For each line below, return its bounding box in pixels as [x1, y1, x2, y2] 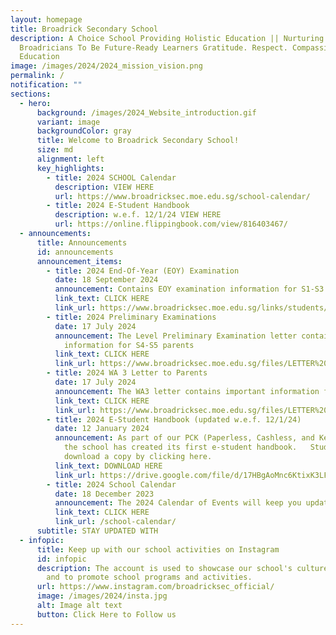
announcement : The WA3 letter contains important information [54, 386, 320, 396]
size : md [36, 145, 74, 155]
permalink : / [10, 71, 65, 81]
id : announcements [36, 247, 114, 257]
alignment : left [36, 154, 105, 164]
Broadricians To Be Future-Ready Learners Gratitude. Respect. [19, 42, 288, 53]
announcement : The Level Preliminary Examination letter [54, 331, 298, 341]
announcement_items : [36, 256, 123, 266]
